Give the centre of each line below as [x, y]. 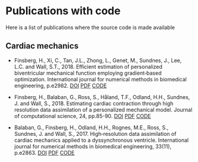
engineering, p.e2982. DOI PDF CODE [60, 85]
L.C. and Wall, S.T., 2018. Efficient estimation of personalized [88, 66]
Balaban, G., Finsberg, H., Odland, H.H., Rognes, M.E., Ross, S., [91, 127]
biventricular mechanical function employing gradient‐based [88, 73]
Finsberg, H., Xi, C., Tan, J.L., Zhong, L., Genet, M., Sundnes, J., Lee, [98, 60]
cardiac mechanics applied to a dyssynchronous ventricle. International [101, 140]
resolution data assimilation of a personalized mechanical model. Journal [103, 109]
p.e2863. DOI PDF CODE [44, 153]
